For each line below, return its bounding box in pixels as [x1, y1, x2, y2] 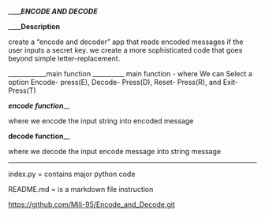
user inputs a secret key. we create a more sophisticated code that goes [8, 46, 243, 54]
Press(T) [8, 86, 37, 95]
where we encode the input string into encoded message [8, 116, 194, 125]
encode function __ [8, 101, 70, 110]
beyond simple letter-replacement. [8, 54, 121, 63]
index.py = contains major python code [8, 169, 136, 178]
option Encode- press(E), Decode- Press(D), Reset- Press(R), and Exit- [8, 78, 239, 86]
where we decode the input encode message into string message [8, 147, 222, 156]
